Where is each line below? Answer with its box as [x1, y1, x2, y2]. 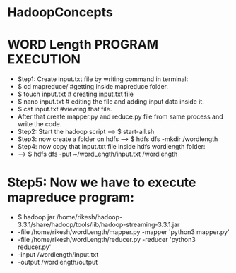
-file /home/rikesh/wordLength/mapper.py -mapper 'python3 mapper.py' [17, 228, 230, 236]
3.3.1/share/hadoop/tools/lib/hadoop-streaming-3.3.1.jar [17, 220, 180, 229]
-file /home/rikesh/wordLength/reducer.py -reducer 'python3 [17, 236, 196, 244]
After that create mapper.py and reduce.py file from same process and [17, 112, 223, 121]
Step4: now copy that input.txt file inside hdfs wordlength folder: [17, 142, 206, 151]
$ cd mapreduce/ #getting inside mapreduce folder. [17, 83, 168, 91]
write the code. [17, 120, 62, 128]
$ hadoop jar [17, 213, 55, 222]
